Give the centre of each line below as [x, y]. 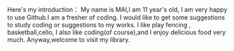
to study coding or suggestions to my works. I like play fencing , [99, 25]
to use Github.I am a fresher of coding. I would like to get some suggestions [116, 17]
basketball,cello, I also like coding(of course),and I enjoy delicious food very [117, 32]
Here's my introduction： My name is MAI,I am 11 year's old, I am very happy [117, 9]
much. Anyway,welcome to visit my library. [69, 39]
